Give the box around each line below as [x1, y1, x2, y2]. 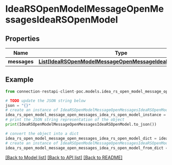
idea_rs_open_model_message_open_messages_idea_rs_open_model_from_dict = [5, 145, 168, 151]
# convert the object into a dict [5, 131, 79, 136]
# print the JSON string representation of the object [5, 117, 125, 123]
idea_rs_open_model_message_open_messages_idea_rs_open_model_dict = [5, 136, 157, 141]
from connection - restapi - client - [5, 89, 77, 94]
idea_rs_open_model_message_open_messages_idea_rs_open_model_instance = [5, 112, 166, 117]
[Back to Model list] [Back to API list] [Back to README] [5, 154, 123, 161]
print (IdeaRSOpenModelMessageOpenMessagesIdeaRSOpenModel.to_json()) [5, 122, 157, 127]
